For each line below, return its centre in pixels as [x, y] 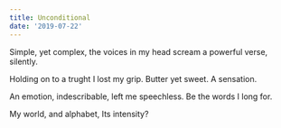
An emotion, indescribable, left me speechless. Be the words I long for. [141, 96]
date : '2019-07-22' [46, 26]
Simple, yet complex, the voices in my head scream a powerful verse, [139, 51]
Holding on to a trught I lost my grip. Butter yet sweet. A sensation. [133, 78]
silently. [23, 61]
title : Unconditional [50, 18]
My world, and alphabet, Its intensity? [79, 114]
